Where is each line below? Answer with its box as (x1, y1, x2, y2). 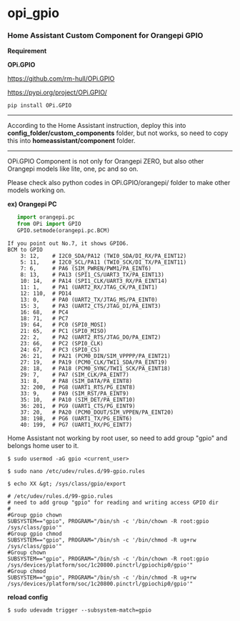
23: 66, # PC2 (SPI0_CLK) (20, 340, 104, 347)
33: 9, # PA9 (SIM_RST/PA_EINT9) (20, 390, 130, 397)
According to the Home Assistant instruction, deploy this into (7, 121, 186, 130)
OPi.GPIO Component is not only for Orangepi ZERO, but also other (7, 157, 204, 166)
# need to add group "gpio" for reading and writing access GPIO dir (7, 499, 219, 507)
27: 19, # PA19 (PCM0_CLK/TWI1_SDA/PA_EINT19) (20, 359, 168, 366)
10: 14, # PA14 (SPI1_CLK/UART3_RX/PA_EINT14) (20, 277, 168, 285)
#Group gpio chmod (7, 530, 62, 537)
